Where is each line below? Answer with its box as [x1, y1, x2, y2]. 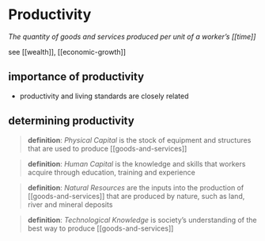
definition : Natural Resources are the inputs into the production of [27, 182, 244, 192]
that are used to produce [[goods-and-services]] [27, 143, 187, 153]
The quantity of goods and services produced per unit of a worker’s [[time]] [8, 32, 256, 41]
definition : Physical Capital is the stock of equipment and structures [27, 135, 252, 144]
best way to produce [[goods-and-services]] [27, 224, 174, 233]
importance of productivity [8, 70, 145, 84]
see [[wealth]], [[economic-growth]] [8, 47, 127, 56]
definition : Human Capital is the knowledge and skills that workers [27, 159, 246, 168]
